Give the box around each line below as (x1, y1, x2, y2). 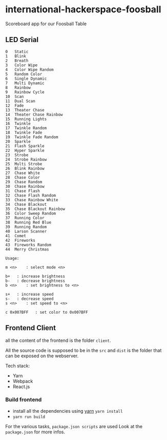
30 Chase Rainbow (5, 184, 45, 189)
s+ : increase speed (5, 292, 54, 297)
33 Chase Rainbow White (5, 197, 58, 202)
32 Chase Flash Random (5, 193, 56, 198)
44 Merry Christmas (5, 246, 50, 252)
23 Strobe (5, 152, 29, 158)
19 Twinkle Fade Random (5, 135, 58, 140)
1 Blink (5, 53, 27, 59)
